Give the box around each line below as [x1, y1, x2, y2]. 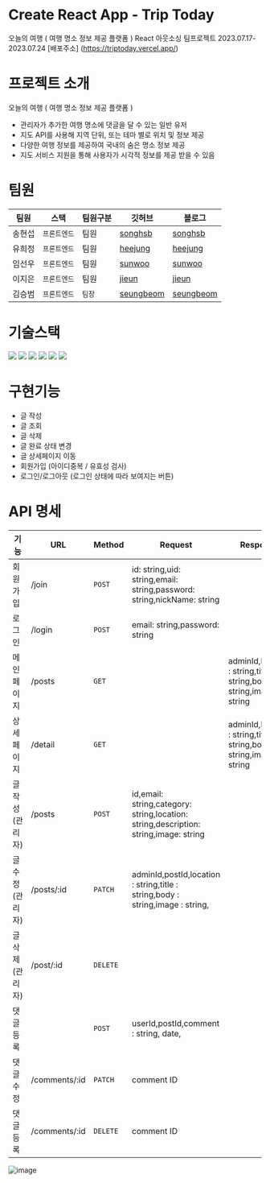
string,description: [131, 818, 201, 829]
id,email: [131, 788, 164, 799]
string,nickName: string [131, 594, 220, 605]
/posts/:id [31, 883, 67, 895]
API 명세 [8, 502, 62, 520]
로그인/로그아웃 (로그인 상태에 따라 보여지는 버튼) [19, 471, 174, 481]
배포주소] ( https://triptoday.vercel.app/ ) [50, 43, 179, 53]
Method [93, 539, 125, 550]
